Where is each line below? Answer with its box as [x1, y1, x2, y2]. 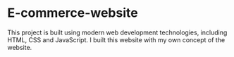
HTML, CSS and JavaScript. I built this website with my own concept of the [7, 35, 226, 44]
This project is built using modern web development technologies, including [7, 28, 228, 37]
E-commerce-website [7, 5, 139, 21]
